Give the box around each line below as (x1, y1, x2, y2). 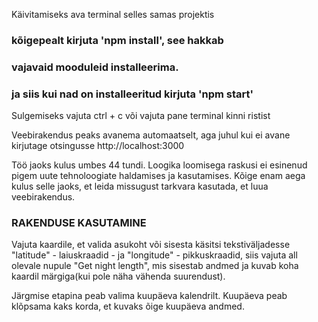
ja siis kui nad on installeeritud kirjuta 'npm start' (11, 87, 254, 101)
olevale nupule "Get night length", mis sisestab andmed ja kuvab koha (11, 260, 299, 272)
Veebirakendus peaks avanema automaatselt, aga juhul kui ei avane (11, 129, 291, 141)
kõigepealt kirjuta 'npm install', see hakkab (11, 33, 224, 47)
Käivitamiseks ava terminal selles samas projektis (11, 9, 215, 20)
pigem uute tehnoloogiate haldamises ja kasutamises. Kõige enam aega (11, 170, 306, 182)
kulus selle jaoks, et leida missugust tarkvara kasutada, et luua (11, 180, 269, 193)
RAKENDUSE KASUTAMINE (11, 216, 147, 230)
